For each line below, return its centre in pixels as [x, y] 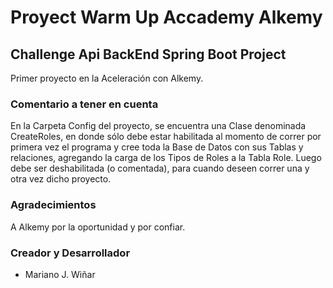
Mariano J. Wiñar [60, 274]
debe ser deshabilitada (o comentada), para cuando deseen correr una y [160, 168]
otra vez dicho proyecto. [61, 179]
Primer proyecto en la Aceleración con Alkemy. [107, 78]
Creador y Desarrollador [70, 253]
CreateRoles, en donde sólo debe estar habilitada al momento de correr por [166, 137]
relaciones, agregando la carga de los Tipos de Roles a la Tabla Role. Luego [166, 158]
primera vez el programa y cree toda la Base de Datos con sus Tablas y [157, 147]
